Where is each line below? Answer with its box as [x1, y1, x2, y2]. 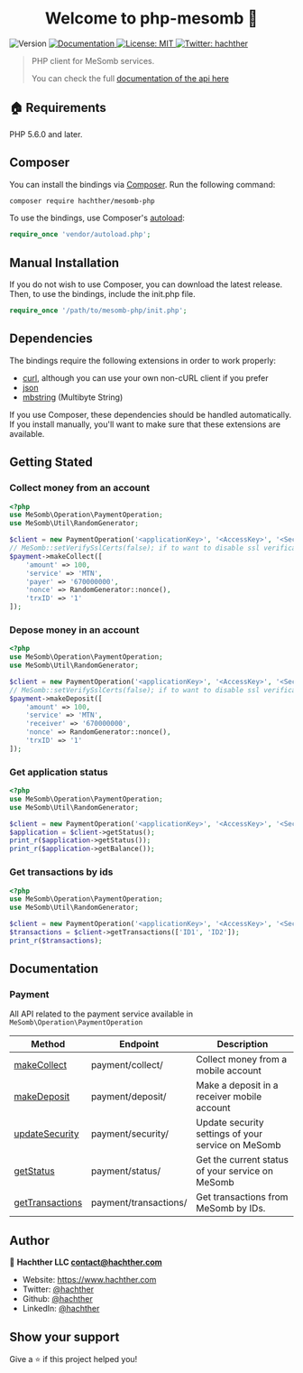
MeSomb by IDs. [196, 1202, 266, 1215]
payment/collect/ [90, 1059, 164, 1071]
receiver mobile [196, 1090, 262, 1103]
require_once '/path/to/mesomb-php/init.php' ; [9, 306, 188, 315]
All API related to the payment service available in [9, 1008, 194, 1019]
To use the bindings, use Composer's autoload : [9, 212, 185, 224]
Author [9, 1232, 50, 1248]
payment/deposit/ [90, 1090, 167, 1103]
